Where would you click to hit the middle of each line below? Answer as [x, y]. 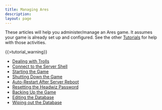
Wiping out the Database [37, 103]
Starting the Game [30, 72]
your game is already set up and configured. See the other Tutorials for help [81, 37]
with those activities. [26, 43]
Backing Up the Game [34, 92]
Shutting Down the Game [37, 77]
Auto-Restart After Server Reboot [45, 82]
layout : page [18, 18]
